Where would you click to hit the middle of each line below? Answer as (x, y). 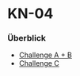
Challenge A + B (46, 55)
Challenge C (39, 63)
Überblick (27, 38)
